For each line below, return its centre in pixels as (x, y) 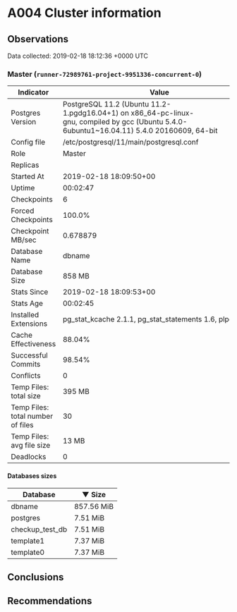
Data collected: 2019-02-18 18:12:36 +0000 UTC (78, 56)
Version (24, 122)
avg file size (31, 446)
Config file (28, 142)
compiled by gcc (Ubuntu (121, 122)
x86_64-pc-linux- (162, 113)
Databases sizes (32, 476)
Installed (25, 315)
